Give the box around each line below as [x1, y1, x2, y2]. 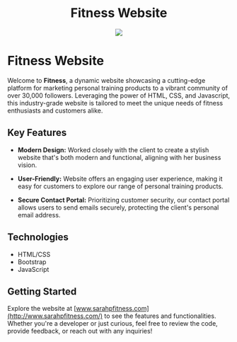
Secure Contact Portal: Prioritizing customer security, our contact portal [17, 195, 230, 204]
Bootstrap [17, 257, 47, 266]
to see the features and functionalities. [104, 312, 216, 320]
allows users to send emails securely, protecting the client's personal [17, 203, 219, 212]
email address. [17, 210, 61, 219]
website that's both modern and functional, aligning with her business [17, 153, 221, 161]
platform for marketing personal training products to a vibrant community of [7, 84, 229, 92]
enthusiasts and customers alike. [7, 106, 103, 115]
